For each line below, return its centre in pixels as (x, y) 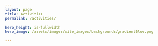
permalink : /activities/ (31, 18)
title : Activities (24, 14)
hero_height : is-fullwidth (33, 27)
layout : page (19, 9)
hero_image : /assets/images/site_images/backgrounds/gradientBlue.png (79, 32)
